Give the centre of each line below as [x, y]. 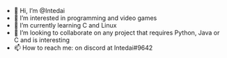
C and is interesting [42, 40]
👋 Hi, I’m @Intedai [39, 11]
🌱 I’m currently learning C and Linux [65, 25]
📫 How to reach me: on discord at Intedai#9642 [83, 48]
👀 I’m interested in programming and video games [85, 18]
